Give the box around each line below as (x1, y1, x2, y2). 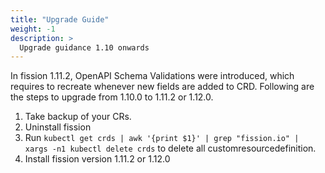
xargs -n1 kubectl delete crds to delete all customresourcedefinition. (24, 142, 317, 155)
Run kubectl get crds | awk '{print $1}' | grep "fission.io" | (24, 132, 300, 144)
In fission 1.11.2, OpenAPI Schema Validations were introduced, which (10, 70, 295, 82)
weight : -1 (10, 24, 56, 34)
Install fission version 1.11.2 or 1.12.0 (24, 153, 171, 165)
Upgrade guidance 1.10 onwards (19, 42, 150, 53)
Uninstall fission (24, 121, 92, 133)
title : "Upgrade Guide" (10, 14, 110, 25)
